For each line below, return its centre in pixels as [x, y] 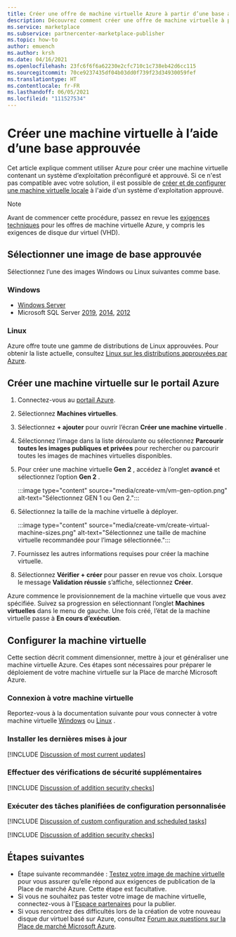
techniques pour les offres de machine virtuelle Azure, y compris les [106, 225]
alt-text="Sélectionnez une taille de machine [142, 533]
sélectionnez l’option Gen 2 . [59, 477]
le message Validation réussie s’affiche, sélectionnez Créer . [105, 582]
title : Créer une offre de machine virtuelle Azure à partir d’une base [116, 14]
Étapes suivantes [46, 857]
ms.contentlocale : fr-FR [44, 86]
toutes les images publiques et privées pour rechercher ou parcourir [118, 448]
